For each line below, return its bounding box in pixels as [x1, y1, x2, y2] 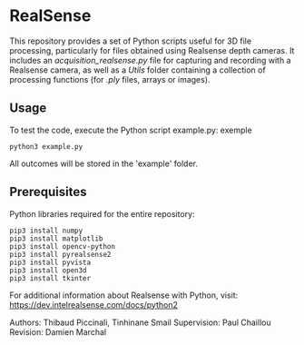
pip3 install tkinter [9, 273, 92, 282]
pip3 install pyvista [9, 258, 92, 267]
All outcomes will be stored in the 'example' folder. [9, 158, 198, 169]
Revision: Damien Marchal [9, 326, 107, 337]
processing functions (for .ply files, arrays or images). [9, 74, 211, 84]
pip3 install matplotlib [9, 233, 103, 243]
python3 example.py [9, 142, 83, 151]
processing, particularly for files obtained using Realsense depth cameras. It [9, 44, 295, 55]
